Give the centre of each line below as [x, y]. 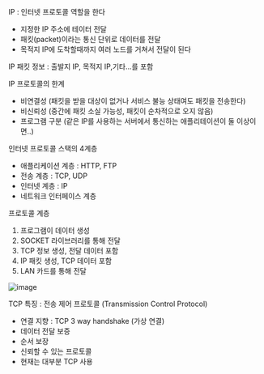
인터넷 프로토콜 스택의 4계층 [53, 149]
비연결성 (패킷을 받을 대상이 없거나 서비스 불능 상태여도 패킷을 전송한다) [133, 101]
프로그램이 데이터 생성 [55, 230]
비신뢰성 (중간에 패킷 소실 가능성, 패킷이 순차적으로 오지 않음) [117, 111]
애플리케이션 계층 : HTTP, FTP [68, 166]
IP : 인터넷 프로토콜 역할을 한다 [57, 12]
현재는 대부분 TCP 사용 [56, 361]
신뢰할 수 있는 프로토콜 [56, 351]
